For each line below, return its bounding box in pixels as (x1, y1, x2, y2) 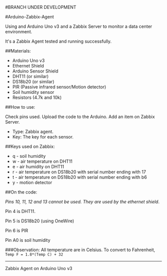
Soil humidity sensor (12, 89, 55, 95)
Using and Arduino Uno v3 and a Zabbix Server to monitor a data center (5, 23, 153, 29)
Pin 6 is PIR (5, 228, 28, 233)
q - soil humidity (12, 153, 46, 159)
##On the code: (5, 189, 37, 195)
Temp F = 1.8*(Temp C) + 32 (5, 252, 64, 257)
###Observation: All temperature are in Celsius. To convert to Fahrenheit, (5, 247, 156, 253)
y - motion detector (12, 180, 52, 185)
